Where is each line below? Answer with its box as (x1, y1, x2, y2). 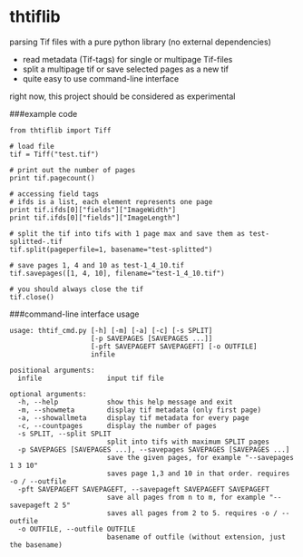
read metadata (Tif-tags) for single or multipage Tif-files (22, 54, 233, 64)
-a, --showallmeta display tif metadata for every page (17, 413, 249, 423)
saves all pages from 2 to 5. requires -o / (106, 508, 279, 518)
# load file (9, 142, 54, 151)
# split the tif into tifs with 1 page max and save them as (9, 229, 246, 238)
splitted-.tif (9, 237, 64, 246)
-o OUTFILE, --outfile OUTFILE (17, 524, 136, 533)
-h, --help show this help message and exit (17, 397, 233, 406)
